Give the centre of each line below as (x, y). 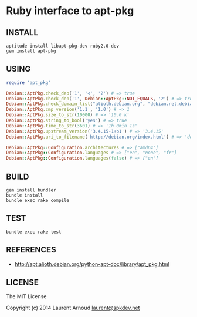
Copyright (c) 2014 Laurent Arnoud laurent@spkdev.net (73, 308)
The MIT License (26, 296)
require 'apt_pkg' (28, 82)
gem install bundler (31, 190)
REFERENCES (31, 250)
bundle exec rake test (34, 232)
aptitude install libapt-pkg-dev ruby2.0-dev (62, 46)
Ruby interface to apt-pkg (70, 11)
